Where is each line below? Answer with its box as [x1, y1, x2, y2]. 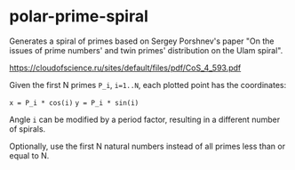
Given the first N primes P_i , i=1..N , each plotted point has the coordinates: [9, 79, 287, 90]
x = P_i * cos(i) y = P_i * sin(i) [9, 98, 140, 108]
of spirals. [9, 123, 46, 134]
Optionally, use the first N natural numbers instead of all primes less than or [9, 141, 286, 151]
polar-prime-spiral [9, 6, 149, 27]
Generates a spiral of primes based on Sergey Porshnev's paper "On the [9, 36, 275, 46]
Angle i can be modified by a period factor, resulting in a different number [9, 114, 281, 125]
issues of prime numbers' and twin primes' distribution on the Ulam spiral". [9, 45, 283, 55]
